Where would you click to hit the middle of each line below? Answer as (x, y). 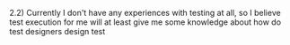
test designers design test (57, 31)
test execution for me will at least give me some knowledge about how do (145, 22)
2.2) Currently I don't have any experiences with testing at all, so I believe (145, 13)
